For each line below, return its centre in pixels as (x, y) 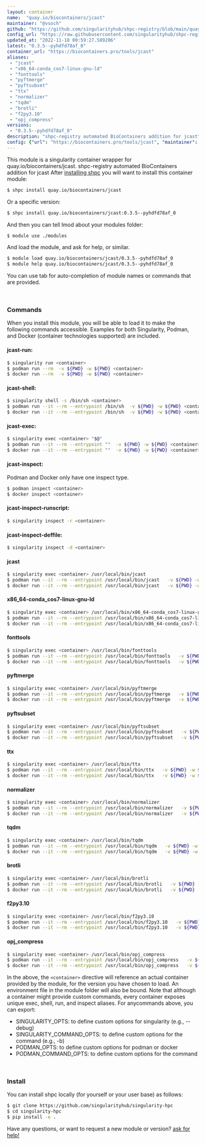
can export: (21, 1010)
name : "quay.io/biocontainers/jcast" (56, 18)
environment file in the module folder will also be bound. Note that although (102, 990)
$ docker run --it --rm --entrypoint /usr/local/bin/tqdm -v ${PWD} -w (102, 851)
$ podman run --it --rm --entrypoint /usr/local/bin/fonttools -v (96, 656)
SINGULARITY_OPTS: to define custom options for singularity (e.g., (100, 1021)
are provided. (24, 282)
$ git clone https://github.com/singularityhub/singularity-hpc (90, 1106)
